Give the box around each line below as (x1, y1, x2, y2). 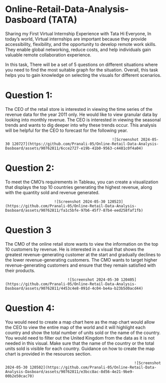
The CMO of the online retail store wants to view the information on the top (5, 241, 159, 247)
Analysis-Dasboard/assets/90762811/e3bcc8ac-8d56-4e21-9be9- (5, 369, 135, 374)
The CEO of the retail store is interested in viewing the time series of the (5, 106, 153, 112)
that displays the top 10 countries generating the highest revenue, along (5, 184, 153, 190)
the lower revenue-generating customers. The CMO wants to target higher (5, 257, 158, 263)
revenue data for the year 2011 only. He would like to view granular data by (5, 111, 158, 117)
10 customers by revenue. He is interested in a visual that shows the (5, 246, 145, 252)
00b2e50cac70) (5, 374, 35, 379)
